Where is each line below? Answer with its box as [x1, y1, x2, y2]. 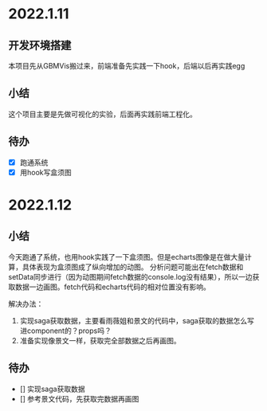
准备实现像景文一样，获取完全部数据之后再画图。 [19, 335, 181, 345]
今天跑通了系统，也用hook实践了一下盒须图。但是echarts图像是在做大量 [8, 252, 245, 261]
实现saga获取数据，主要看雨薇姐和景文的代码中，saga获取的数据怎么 [19, 315, 248, 325]
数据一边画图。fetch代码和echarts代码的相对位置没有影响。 [14, 282, 211, 292]
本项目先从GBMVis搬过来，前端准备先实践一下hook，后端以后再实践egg [8, 61, 245, 70]
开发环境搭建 [8, 38, 72, 52]
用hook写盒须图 [19, 167, 72, 177]
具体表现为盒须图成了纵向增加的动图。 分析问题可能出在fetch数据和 [22, 262, 244, 272]
